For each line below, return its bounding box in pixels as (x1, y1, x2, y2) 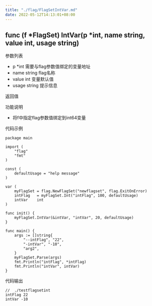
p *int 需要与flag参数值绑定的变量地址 (12, 64, 91, 70)
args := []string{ (14, 233, 53, 238)
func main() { (5, 229, 35, 234)
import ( (5, 145, 24, 150)
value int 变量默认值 (12, 76, 54, 82)
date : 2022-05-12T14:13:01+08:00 (5, 12, 75, 17)
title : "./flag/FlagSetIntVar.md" (5, 7, 78, 13)
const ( (5, 166, 22, 172)
